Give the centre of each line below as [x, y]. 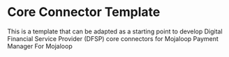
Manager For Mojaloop [40, 46]
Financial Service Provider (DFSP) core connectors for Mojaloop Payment [113, 38]
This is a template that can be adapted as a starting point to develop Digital [115, 31]
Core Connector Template [84, 12]
